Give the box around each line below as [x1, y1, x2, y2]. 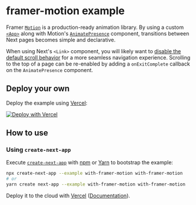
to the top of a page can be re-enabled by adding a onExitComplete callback [6, 60, 190, 67]
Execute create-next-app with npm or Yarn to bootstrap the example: [6, 159, 174, 166]
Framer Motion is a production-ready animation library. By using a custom [6, 24, 184, 31]
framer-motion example [6, 4, 125, 18]
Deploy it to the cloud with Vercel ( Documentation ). [6, 192, 131, 199]
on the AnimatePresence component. [6, 66, 93, 73]
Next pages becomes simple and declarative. [6, 36, 116, 43]
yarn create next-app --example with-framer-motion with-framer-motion [6, 181, 185, 187]
